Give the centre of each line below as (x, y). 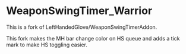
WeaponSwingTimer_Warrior (79, 11)
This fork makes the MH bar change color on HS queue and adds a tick (93, 38)
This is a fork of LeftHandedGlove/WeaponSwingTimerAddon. (82, 27)
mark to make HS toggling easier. (47, 45)
